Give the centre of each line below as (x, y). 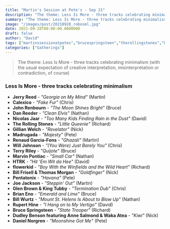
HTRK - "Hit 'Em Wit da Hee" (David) (51, 161)
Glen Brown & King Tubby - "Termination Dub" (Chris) (69, 188)
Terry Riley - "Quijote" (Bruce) (45, 150)
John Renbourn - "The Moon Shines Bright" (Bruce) (67, 107)
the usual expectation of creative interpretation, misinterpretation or (88, 67)
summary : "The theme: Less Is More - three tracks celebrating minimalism (86, 19)
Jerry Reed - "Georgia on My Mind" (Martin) (59, 97)
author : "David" (22, 39)
